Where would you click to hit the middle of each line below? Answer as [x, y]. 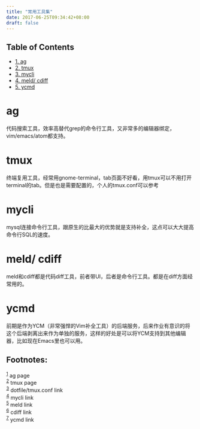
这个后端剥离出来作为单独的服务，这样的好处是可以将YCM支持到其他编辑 [96, 333]
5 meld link [19, 404]
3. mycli [25, 74]
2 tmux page [22, 382]
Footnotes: [27, 360]
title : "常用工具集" [29, 12]
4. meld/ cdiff [31, 81]
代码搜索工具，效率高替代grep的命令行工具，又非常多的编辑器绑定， [91, 129]
